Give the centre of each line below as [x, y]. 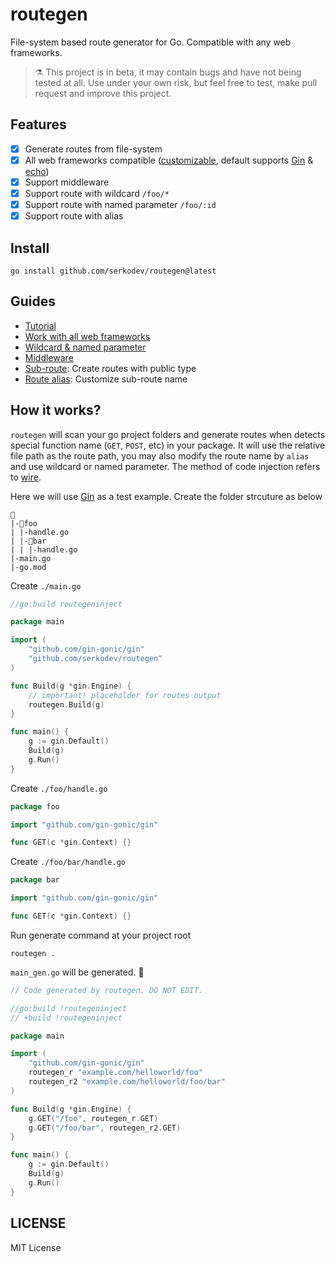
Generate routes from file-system [93, 149]
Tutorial [40, 325]
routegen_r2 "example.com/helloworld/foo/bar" [127, 1082]
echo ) [37, 171]
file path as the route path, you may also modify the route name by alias [160, 455]
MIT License [36, 1247]
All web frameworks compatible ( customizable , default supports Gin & [169, 160]
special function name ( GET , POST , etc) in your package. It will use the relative [168, 445]
